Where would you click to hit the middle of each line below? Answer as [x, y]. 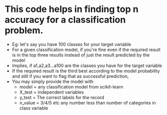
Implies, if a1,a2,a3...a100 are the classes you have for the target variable [87, 65]
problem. [24, 30]
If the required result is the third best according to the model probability [86, 70]
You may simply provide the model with [53, 81]
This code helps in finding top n [72, 9]
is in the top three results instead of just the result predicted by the [81, 55]
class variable [34, 108]
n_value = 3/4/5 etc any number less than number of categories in [88, 102]
